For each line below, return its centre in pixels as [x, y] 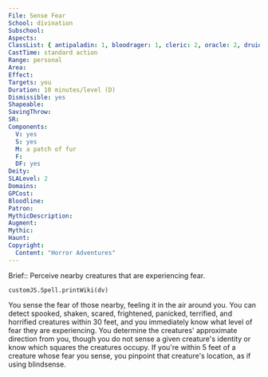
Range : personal [35, 61]
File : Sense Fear [37, 16]
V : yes [26, 134]
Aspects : [23, 38]
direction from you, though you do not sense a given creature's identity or [130, 339]
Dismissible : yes [37, 97]
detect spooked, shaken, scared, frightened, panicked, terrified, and [120, 313]
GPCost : [21, 193]
